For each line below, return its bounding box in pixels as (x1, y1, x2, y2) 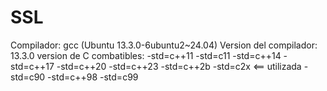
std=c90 (10, 71, 46, 83)
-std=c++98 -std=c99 (47, 71, 139, 83)
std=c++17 (10, 60, 55, 72)
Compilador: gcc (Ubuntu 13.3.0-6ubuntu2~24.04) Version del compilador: (10, 39, 318, 51)
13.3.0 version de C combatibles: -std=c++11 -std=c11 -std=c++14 (10, 49, 282, 61)
